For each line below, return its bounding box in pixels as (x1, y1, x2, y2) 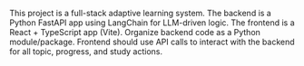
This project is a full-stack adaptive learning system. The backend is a (9, 8, 272, 18)
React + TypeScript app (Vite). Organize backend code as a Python (9, 27, 261, 37)
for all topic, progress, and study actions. (9, 46, 163, 57)
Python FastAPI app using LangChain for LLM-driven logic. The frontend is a (9, 17, 295, 28)
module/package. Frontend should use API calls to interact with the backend (9, 36, 295, 47)
